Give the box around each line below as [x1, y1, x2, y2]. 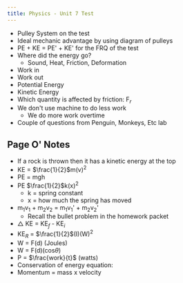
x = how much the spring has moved [27, 196, 132, 204]
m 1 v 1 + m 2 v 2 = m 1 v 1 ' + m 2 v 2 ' [17, 203, 99, 213]
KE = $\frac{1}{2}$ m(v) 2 [17, 164, 87, 173]
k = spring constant [27, 188, 84, 197]
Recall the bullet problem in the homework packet [27, 212, 169, 221]
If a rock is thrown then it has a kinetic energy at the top [17, 157, 176, 166]
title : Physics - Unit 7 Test [7, 10, 95, 17]
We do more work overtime [27, 111, 105, 119]
